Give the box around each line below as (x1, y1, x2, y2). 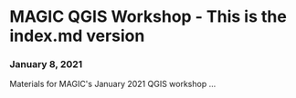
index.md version (9, 25, 145, 46)
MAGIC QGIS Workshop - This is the (9, 6, 288, 27)
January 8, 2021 (9, 58, 83, 71)
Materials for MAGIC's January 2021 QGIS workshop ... (9, 79, 217, 90)
